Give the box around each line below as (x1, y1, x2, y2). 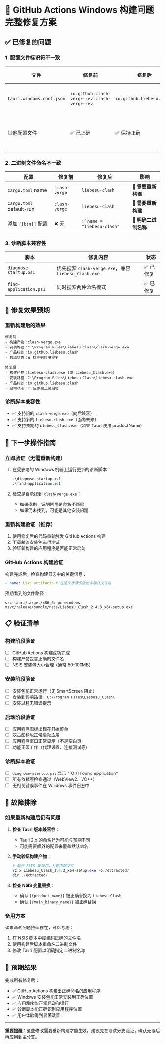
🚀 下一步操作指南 (5, 438, 56, 447)
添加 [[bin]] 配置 (7, 220, 48, 227)
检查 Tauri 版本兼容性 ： (12, 826, 60, 832)
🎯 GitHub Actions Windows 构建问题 (5, 4, 154, 16)
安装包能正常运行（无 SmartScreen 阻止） (12, 688, 97, 694)
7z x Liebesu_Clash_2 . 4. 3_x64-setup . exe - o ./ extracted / (12, 868, 129, 873)
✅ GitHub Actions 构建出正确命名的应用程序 (12, 988, 101, 994)
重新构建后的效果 (5, 322, 46, 329)
